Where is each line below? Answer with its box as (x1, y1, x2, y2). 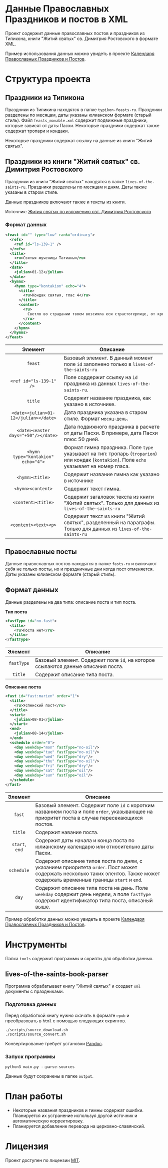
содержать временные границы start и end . (35, 876, 142, 883)
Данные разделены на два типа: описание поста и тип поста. (5, 599, 136, 605)
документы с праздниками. (5, 988, 64, 994)
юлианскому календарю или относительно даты (35, 843, 154, 850)
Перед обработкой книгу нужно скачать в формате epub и (5, 1012, 129, 1018)
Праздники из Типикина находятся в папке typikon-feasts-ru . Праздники (5, 106, 162, 113)
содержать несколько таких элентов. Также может (35, 870, 160, 877)
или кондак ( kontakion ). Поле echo (63, 457, 146, 464)
